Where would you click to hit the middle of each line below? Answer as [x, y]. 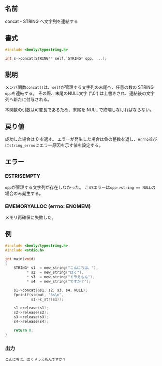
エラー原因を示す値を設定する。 [71, 145]
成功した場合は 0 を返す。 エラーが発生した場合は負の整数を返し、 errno [77, 139]
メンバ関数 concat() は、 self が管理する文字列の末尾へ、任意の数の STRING [79, 87]
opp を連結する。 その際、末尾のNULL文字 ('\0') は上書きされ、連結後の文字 [80, 93]
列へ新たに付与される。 [28, 100]
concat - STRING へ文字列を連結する [42, 21]
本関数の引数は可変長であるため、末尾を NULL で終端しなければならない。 [80, 110]
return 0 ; [24, 330]
